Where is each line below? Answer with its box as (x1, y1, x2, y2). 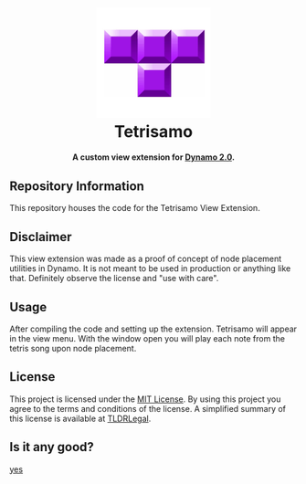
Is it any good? (9, 439, 94, 455)
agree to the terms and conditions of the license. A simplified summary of (9, 403, 286, 414)
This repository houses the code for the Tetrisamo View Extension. (9, 203, 260, 214)
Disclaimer (9, 229, 72, 245)
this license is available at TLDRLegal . (9, 413, 152, 424)
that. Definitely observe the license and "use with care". (9, 273, 219, 284)
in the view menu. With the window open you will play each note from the (9, 332, 286, 343)
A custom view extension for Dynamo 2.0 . (71, 152, 236, 163)
